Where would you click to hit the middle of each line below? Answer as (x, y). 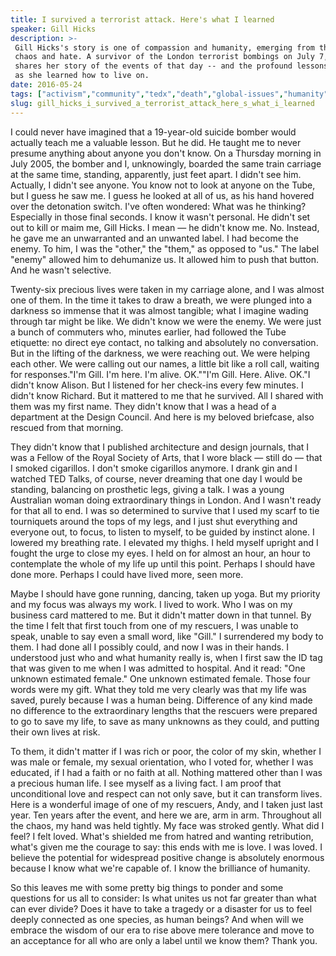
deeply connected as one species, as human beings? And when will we (157, 919)
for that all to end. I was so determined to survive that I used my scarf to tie (165, 510)
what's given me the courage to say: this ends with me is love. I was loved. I (166, 847)
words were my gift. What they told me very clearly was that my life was (158, 689)
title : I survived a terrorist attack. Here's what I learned (142, 19)
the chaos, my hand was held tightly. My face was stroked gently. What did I (167, 825)
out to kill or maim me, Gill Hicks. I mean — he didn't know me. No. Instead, (165, 227)
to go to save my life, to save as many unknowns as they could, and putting (165, 721)
